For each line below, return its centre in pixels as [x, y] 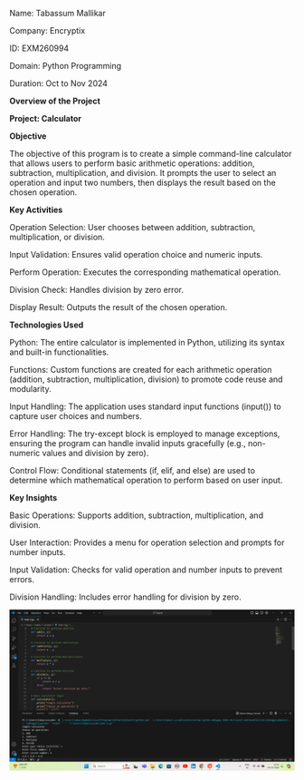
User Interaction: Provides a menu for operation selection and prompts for [147, 542]
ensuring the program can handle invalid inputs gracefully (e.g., [128, 443]
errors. [22, 579]
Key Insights [33, 497]
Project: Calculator [45, 118]
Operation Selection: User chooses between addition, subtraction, [133, 227]
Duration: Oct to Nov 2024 [59, 83]
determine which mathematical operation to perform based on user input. [146, 480]
